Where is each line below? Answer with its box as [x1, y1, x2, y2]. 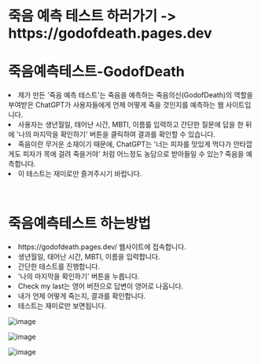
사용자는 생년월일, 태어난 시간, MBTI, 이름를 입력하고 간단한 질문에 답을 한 [18, 119, 244, 130]
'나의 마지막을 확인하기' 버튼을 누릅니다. [18, 272, 140, 281]
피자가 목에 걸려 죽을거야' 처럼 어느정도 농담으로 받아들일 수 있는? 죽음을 [22, 149, 244, 159]
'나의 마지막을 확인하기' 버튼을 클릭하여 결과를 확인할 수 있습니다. [16, 130, 216, 139]
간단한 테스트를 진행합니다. [18, 262, 101, 271]
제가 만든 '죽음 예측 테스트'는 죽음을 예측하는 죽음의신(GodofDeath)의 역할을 [18, 90, 253, 100]
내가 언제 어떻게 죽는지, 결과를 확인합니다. [18, 292, 146, 301]
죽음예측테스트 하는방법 [8, 215, 151, 233]
